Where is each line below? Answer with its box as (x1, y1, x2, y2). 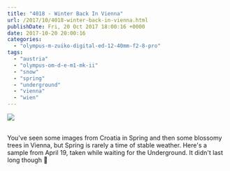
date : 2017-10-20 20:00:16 (7, 29, 86, 37)
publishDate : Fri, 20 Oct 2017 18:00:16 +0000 (7, 23, 145, 30)
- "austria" (13, 56, 49, 63)
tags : (7, 49, 23, 56)
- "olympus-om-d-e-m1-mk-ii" (13, 62, 99, 69)
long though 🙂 (7, 156, 48, 164)
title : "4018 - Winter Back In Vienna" (7, 10, 124, 17)
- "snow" (13, 68, 39, 75)
